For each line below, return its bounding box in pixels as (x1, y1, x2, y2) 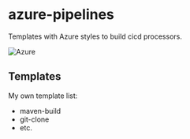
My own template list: (8, 91, 78, 100)
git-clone (19, 115, 50, 124)
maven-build (19, 106, 61, 115)
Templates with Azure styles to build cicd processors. (8, 32, 183, 41)
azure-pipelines (8, 6, 114, 24)
